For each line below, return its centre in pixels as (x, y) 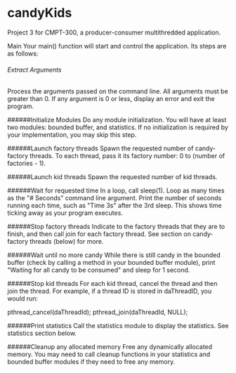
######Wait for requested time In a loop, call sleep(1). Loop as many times (116, 190)
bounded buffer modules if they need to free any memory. (91, 362)
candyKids (40, 13)
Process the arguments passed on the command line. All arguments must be (118, 91)
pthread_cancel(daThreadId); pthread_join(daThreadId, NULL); (98, 312)
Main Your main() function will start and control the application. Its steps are (117, 46)
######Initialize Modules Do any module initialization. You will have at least (117, 120)
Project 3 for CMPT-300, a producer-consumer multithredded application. (114, 32)
